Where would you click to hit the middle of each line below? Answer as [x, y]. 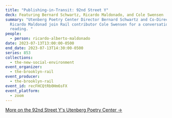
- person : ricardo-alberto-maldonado [50, 39]
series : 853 [18, 53]
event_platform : [23, 91]
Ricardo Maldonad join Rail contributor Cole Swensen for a [75, 24]
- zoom [17, 96]
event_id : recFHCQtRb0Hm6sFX [36, 86]
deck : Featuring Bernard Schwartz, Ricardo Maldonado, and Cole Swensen [84, 15]
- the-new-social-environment [42, 62]
